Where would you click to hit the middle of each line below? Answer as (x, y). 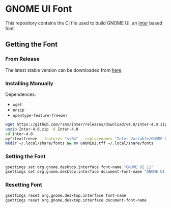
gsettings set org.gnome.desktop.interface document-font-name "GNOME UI (85, 172)
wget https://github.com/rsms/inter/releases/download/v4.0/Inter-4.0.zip (86, 124)
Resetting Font (24, 185)
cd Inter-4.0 (19, 134)
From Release (22, 59)
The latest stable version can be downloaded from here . (64, 70)
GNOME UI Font (39, 9)
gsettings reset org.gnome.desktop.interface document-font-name (76, 200)
